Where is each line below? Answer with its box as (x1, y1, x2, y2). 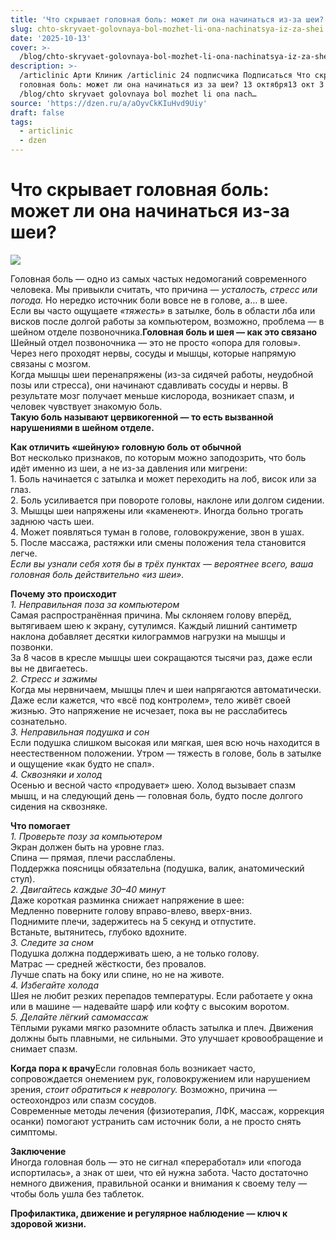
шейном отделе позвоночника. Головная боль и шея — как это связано (10, 326, 318, 338)
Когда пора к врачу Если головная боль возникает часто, (10, 1062, 256, 1074)
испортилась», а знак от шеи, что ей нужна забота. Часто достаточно (10, 1166, 309, 1178)
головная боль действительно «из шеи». (10, 568, 185, 580)
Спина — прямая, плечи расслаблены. (10, 851, 176, 863)
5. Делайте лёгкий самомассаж (10, 1011, 149, 1023)
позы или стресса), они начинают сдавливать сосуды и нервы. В (10, 379, 289, 391)
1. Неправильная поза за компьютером (10, 598, 180, 610)
